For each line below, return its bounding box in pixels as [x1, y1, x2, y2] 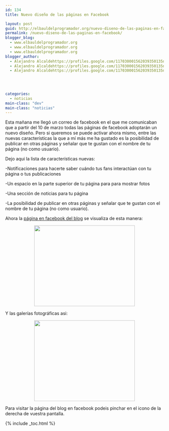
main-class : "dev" [5, 100, 44, 106]
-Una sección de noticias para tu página [5, 190, 89, 197]
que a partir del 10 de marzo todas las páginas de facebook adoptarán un [5, 125, 157, 131]
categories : [5, 91, 30, 96]
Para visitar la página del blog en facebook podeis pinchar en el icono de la [5, 405, 161, 411]
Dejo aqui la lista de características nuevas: [5, 156, 96, 162]
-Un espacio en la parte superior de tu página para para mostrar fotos [5, 181, 150, 187]
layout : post [5, 21, 33, 26]
